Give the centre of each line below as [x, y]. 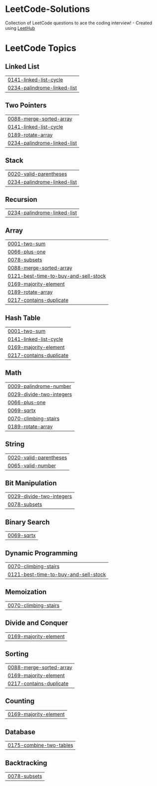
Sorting [17, 654]
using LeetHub [20, 28]
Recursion [21, 199]
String [15, 444]
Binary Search [27, 522]
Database [20, 732]
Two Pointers [26, 105]
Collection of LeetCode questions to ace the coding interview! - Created [79, 23]
